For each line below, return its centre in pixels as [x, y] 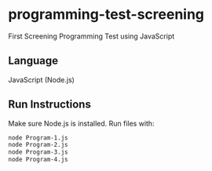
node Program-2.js [38, 145]
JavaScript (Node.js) [41, 79]
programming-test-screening [106, 15]
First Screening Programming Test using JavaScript [91, 36]
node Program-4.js [38, 160]
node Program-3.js [38, 152]
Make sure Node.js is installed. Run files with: [81, 123]
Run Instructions [50, 105]
